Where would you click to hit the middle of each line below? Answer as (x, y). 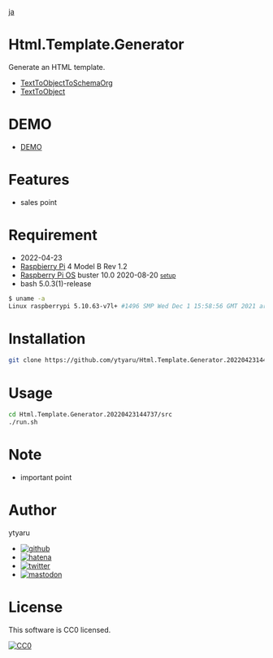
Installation (47, 339)
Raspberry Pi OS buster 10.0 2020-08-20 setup (98, 275)
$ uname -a (27, 298)
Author (32, 510)
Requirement (53, 235)
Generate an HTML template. (57, 67)
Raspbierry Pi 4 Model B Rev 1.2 (74, 266)
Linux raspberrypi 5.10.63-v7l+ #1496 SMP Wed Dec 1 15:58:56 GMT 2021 (132, 306)
